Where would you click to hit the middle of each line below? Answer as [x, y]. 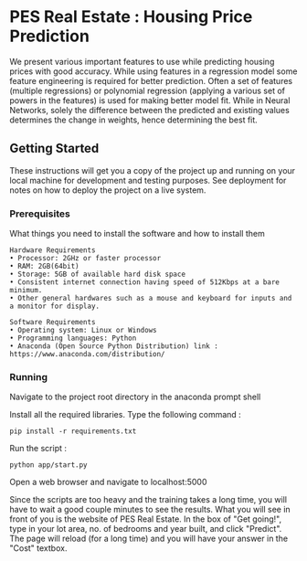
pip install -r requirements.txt [73, 431]
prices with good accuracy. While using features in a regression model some [153, 71]
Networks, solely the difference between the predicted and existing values [149, 110]
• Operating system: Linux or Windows [83, 331]
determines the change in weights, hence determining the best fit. [133, 120]
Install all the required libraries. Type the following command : [126, 415]
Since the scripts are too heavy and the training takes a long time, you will [148, 500]
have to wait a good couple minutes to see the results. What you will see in [150, 510]
